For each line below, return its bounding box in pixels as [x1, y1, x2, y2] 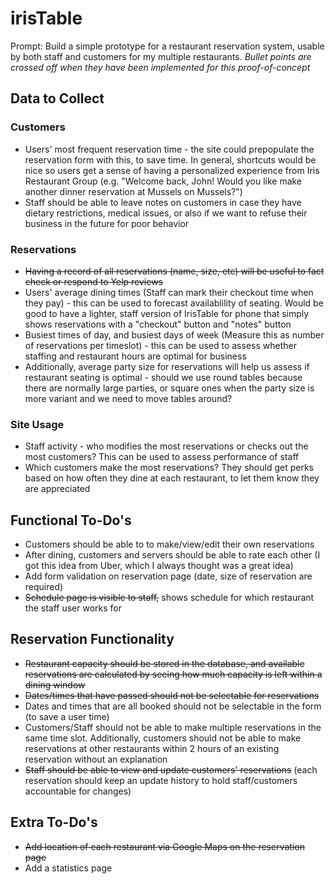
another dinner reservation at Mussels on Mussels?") [24, 185, 243, 197]
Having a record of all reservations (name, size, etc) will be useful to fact [24, 265, 325, 277]
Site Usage [10, 417, 65, 431]
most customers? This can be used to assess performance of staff [24, 451, 300, 463]
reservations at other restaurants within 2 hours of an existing [24, 742, 280, 754]
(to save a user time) [24, 710, 110, 722]
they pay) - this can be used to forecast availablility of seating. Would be [24, 297, 324, 309]
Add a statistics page [24, 862, 113, 874]
